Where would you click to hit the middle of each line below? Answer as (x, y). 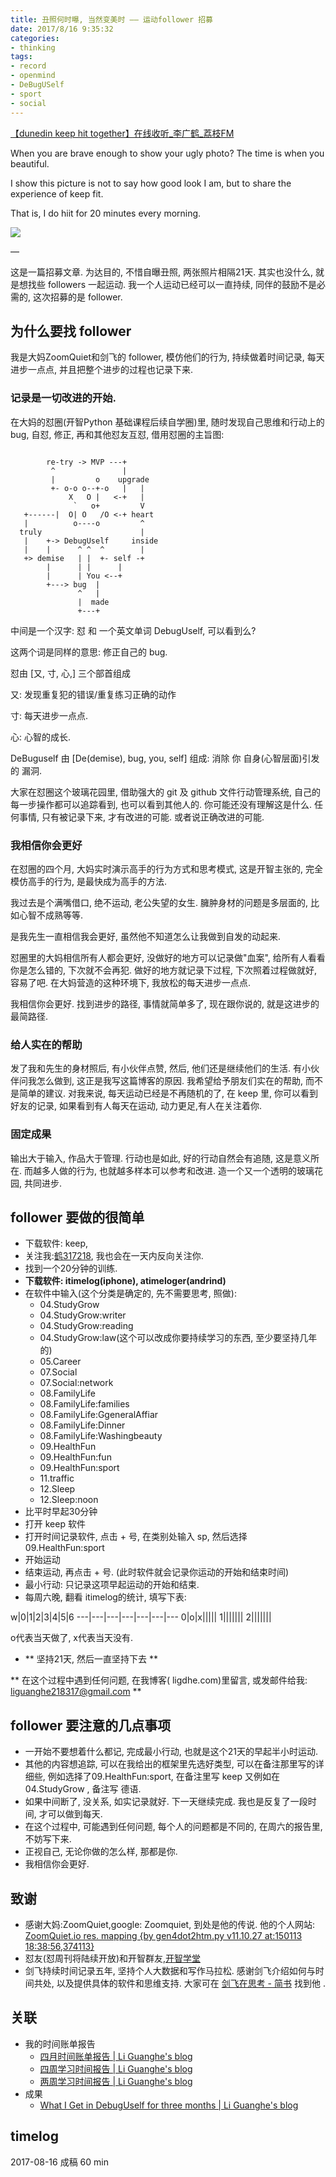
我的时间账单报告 (60, 2043)
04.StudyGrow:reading (86, 1326)
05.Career (60, 1362)
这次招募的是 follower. (77, 297)
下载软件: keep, (56, 1243)
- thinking (33, 47)
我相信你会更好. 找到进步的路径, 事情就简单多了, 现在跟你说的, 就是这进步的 (165, 1003)
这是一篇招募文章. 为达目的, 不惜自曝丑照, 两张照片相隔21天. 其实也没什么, (162, 272)
